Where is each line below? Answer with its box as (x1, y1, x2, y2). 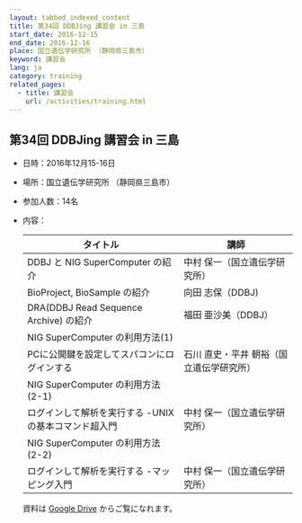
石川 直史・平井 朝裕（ (183, 348, 279, 360)
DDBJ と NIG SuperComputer (26, 256, 151, 269)
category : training (9, 72, 83, 81)
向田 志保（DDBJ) (183, 287, 259, 299)
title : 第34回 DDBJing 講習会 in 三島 (9, 22, 146, 31)
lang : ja (9, 64, 42, 73)
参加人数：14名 (22, 196, 79, 207)
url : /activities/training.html (25, 96, 147, 106)
